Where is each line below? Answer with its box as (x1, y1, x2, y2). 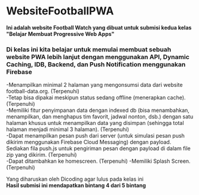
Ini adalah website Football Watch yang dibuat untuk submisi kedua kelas (6, 24, 192, 31)
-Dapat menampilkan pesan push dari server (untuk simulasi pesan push (6, 132, 185, 139)
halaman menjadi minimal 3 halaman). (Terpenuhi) (6, 126, 130, 133)
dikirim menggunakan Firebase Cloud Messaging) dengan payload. (6, 139, 172, 146)
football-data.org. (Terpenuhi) (6, 88, 79, 95)
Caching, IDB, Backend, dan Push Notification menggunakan (6, 60, 186, 68)
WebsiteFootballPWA (6, 4, 114, 18)
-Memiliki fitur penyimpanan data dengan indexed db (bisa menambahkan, (6, 106, 190, 114)
